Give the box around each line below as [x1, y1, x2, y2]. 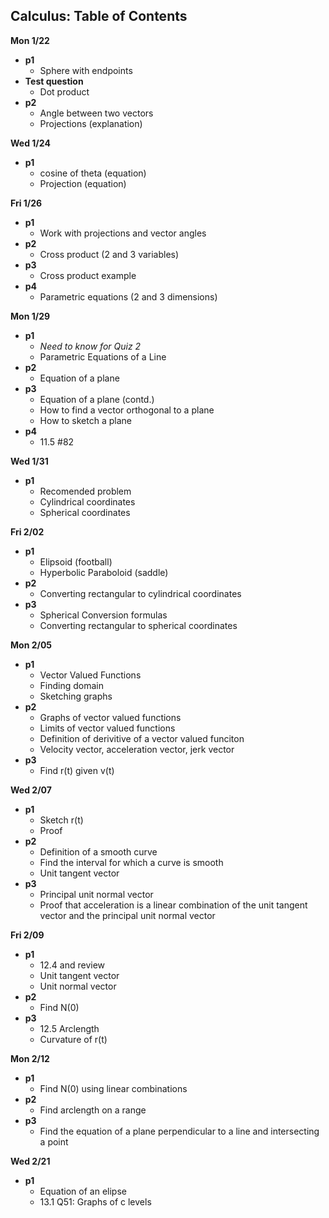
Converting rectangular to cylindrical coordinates [39, 587, 242, 599]
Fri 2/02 [10, 525, 45, 538]
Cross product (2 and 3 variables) [39, 248, 180, 260]
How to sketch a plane [39, 414, 132, 426]
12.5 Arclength [39, 1022, 100, 1034]
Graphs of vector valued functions [39, 711, 182, 723]
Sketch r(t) [39, 814, 84, 826]
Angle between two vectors [39, 107, 154, 119]
